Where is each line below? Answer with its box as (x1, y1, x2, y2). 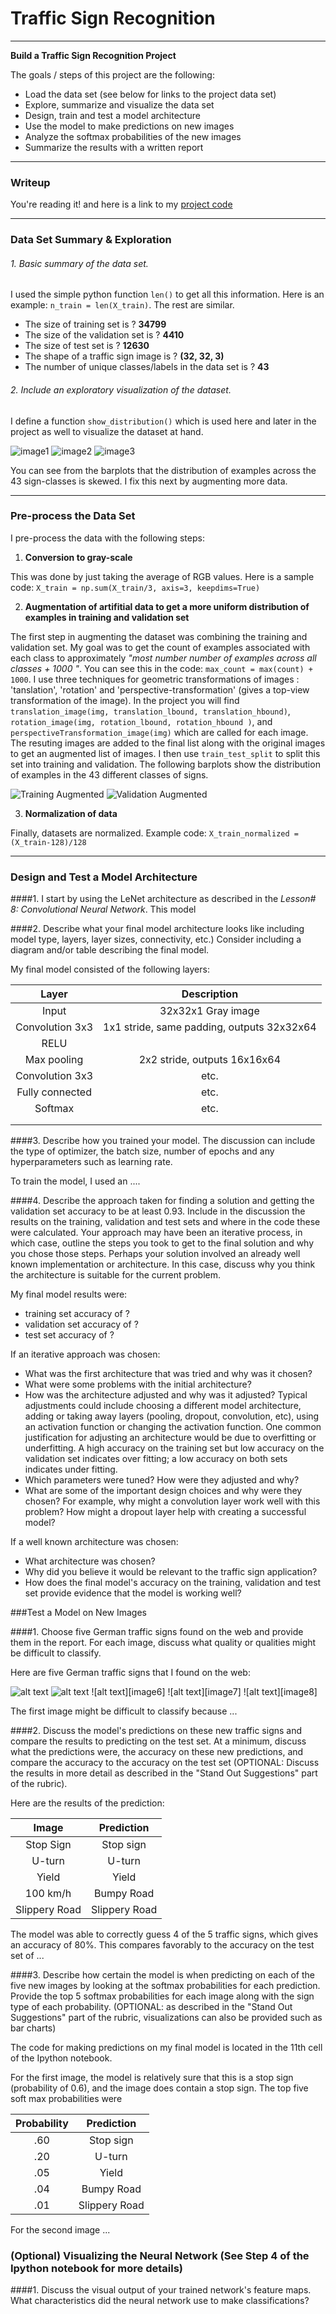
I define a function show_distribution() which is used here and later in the (10, 415, 317, 427)
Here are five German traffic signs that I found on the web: (10, 1667, 251, 1679)
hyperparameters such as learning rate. (10, 1156, 173, 1168)
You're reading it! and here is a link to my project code (10, 198, 233, 211)
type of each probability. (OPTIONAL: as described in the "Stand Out (10, 2001, 293, 2013)
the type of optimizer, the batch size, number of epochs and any (10, 1145, 275, 1157)
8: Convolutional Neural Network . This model (10, 903, 197, 916)
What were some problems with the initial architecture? (24, 1378, 252, 1391)
